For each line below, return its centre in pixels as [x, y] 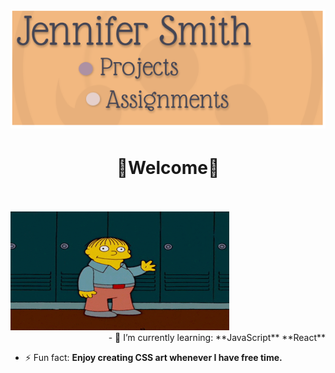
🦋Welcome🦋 [168, 168]
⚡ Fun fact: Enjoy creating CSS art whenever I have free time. [153, 358]
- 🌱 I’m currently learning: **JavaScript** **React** [217, 338]
